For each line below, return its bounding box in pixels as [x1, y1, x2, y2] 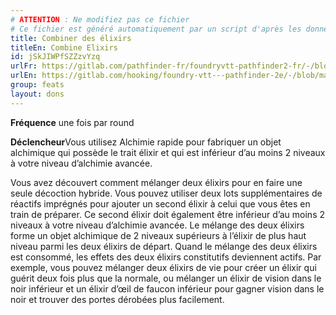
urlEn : [10, 71, 38, 81]
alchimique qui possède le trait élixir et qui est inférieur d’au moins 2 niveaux [10, 146, 326, 158]
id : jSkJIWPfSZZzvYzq [10, 52, 101, 62]
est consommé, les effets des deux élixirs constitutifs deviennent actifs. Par [10, 251, 322, 263]
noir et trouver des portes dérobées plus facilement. [10, 293, 225, 305]
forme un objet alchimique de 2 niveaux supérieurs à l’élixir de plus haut [10, 229, 307, 241]
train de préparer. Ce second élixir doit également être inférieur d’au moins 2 [10, 208, 325, 220]
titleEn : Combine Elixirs [10, 42, 118, 53]
